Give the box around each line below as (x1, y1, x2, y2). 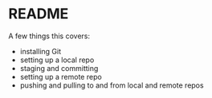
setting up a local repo (19, 55, 95, 65)
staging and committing (19, 63, 99, 73)
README (8, 5, 69, 23)
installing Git (19, 46, 62, 56)
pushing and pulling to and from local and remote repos (19, 80, 204, 90)
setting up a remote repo (19, 72, 102, 81)
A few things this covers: (8, 31, 91, 41)
